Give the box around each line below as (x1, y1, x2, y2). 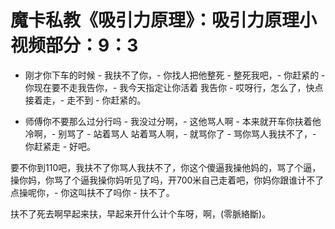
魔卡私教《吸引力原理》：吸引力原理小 (10, 9, 318, 32)
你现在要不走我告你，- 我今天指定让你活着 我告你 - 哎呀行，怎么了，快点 (24, 81, 324, 93)
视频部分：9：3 (10, 34, 139, 57)
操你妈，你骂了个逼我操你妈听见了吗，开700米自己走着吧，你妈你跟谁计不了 (10, 174, 325, 186)
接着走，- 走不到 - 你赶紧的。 (24, 94, 147, 106)
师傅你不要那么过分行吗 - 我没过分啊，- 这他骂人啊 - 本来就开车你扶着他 (24, 115, 322, 127)
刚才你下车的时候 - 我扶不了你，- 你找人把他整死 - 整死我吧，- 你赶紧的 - (24, 69, 326, 81)
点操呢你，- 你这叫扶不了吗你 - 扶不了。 (10, 186, 175, 198)
